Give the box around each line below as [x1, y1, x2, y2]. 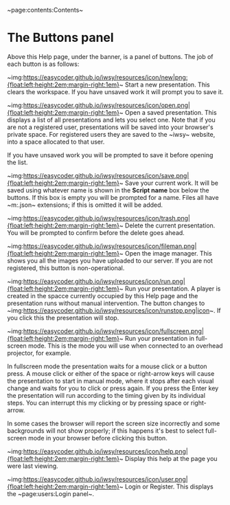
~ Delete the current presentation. [119, 221, 216, 229]
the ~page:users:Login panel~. [7, 489, 95, 497]
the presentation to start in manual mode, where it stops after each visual [7, 377, 214, 385]
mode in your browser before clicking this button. [27, 434, 168, 442]
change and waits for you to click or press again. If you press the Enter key [7, 384, 219, 392]
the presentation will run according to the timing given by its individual [7, 391, 206, 399]
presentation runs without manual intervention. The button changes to [7, 299, 205, 307]
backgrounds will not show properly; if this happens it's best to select [7, 426, 204, 435]
